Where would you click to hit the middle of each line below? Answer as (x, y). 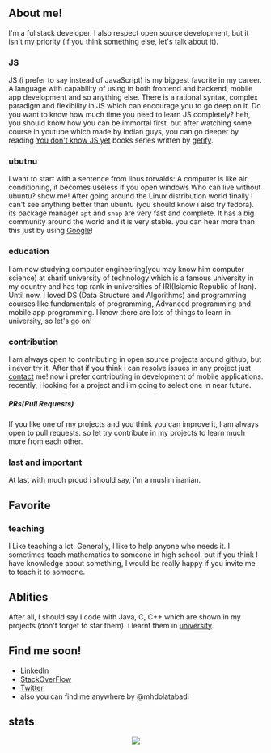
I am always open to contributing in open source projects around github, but (135, 359)
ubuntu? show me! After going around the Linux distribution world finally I (131, 196)
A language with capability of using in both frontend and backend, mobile (131, 89)
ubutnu (23, 161)
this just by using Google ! (51, 231)
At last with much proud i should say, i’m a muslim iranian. (105, 480)
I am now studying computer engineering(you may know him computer (127, 269)
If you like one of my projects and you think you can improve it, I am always (133, 423)
